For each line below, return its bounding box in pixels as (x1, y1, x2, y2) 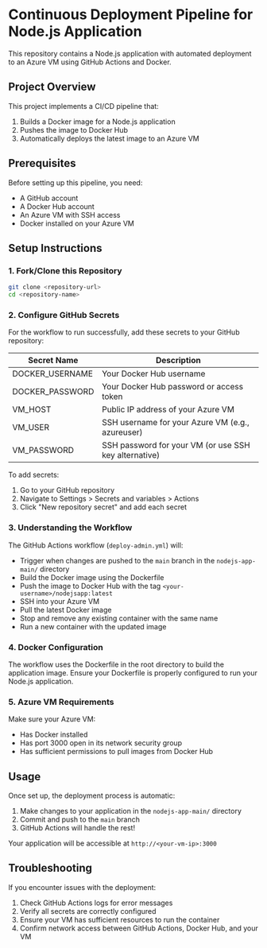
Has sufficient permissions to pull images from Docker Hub (19, 747, 213, 756)
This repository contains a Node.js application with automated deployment (8, 48, 252, 58)
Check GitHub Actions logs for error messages (19, 898, 173, 907)
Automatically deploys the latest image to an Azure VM (19, 133, 200, 143)
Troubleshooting (8, 861, 93, 875)
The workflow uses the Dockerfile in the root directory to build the (8, 660, 225, 669)
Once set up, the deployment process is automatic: (8, 791, 176, 800)
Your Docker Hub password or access (102, 381, 244, 393)
